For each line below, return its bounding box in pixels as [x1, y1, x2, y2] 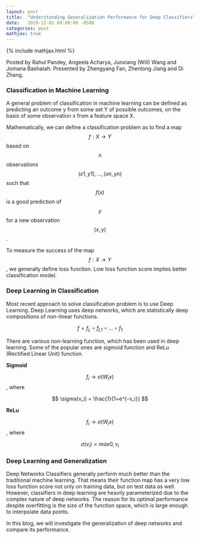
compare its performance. [6, 526, 70, 533]
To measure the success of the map [6, 247, 95, 254]
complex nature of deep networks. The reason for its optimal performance [6, 496, 189, 503]
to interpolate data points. [6, 508, 70, 515]
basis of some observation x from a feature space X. [6, 112, 135, 120]
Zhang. [6, 71, 24, 79]
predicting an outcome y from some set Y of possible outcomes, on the [6, 106, 181, 113]
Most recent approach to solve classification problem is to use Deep [6, 300, 174, 307]
